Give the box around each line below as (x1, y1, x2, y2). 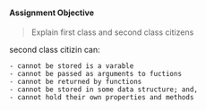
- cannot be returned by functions (9, 77, 142, 87)
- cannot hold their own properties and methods (9, 93, 194, 102)
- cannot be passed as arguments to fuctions (9, 70, 182, 79)
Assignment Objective (9, 7, 94, 18)
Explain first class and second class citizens (30, 27, 194, 38)
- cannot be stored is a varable (9, 62, 134, 71)
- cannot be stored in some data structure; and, (9, 85, 199, 94)
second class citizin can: (9, 45, 100, 55)
